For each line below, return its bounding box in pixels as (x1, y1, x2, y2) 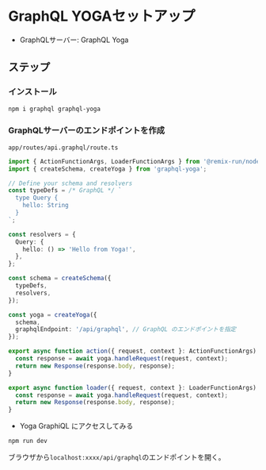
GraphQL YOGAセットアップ (8, 7, 196, 25)
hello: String (22, 202, 69, 210)
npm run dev (8, 437, 47, 445)
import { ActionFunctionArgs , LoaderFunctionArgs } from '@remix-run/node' (8, 157, 264, 165)
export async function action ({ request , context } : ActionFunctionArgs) (8, 347, 257, 356)
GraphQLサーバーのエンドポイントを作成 (8, 125, 165, 136)
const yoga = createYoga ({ (8, 310, 97, 318)
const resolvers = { (8, 230, 77, 238)
